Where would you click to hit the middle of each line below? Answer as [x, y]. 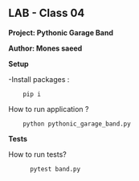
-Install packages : [39, 79]
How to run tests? [37, 154]
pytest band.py [55, 169]
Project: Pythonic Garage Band [61, 32]
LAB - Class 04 [47, 13]
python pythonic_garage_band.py [77, 124]
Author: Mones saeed [45, 48]
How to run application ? [49, 109]
